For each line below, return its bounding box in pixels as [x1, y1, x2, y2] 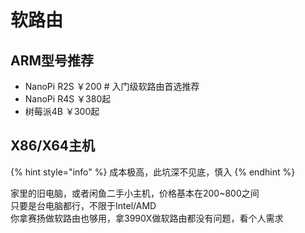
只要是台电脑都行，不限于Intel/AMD [10, 199, 157, 211]
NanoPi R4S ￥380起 [24, 93, 112, 105]
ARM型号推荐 [10, 52, 95, 69]
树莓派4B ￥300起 [24, 106, 100, 117]
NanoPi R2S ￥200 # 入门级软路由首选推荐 [24, 81, 200, 92]
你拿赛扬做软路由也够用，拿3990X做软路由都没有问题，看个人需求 [10, 212, 284, 224]
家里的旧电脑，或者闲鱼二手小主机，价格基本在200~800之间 [10, 187, 260, 199]
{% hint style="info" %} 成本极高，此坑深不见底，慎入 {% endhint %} [10, 166, 296, 178]
